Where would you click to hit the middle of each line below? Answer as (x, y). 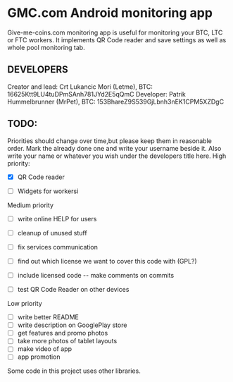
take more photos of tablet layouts (67, 341)
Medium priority (31, 205)
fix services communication (58, 247)
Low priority (25, 304)
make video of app (45, 349)
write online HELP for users (57, 218)
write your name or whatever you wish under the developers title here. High (117, 156)
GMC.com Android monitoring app (110, 13)
